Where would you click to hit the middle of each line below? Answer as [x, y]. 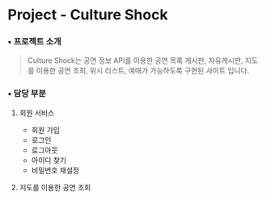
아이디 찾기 [49, 160]
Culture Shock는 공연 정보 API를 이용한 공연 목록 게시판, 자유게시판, [135, 60]
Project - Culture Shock [88, 15]
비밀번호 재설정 [55, 170]
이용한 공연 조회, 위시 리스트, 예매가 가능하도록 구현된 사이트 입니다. [143, 71]
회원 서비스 [37, 112]
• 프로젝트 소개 [34, 42]
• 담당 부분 [27, 94]
